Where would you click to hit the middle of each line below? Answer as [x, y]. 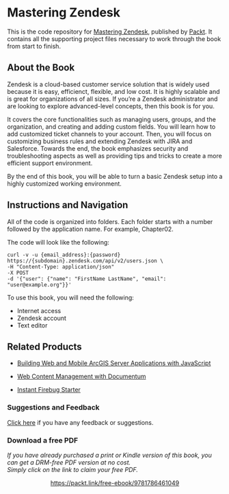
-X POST [18, 273]
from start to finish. [34, 46]
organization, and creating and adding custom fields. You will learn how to [111, 126]
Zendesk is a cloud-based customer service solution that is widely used [108, 84]
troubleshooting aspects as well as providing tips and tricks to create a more [114, 156]
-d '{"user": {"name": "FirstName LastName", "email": [87, 279]
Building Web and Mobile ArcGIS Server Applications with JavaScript [114, 363]
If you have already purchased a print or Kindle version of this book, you [109, 455]
